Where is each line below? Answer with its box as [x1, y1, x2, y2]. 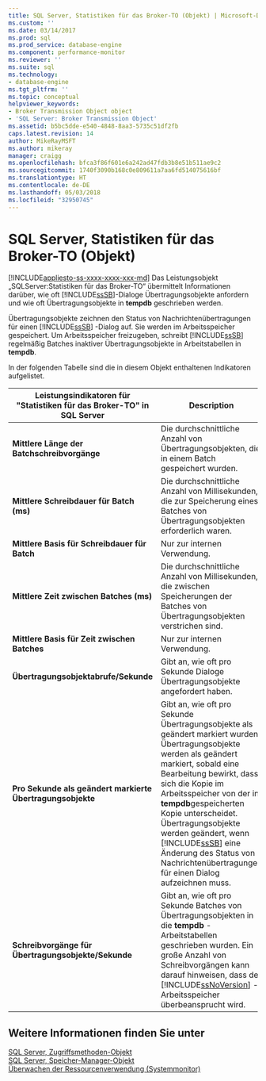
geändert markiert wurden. [161, 729, 261, 740]
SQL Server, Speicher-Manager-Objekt [8, 1056, 135, 1065]
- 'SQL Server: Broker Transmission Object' [8, 115, 158, 123]
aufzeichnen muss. [161, 877, 232, 888]
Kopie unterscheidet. [161, 808, 238, 819]
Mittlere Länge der [12, 438, 84, 449]
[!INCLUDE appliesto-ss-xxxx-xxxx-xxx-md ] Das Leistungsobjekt [8, 273, 218, 282]
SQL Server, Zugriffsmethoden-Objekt [8, 1048, 132, 1057]
